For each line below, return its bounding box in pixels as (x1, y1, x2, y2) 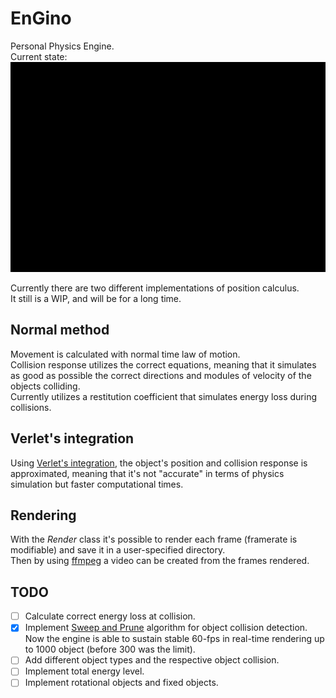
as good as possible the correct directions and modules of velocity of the (10, 369, 312, 381)
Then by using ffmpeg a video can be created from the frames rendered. (10, 555, 310, 567)
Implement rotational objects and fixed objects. (24, 677, 219, 689)
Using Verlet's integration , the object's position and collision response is (10, 457, 308, 469)
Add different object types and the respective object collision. (24, 654, 280, 666)
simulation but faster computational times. (10, 478, 184, 490)
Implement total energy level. (24, 665, 145, 677)
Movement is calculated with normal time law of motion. (10, 348, 241, 360)
